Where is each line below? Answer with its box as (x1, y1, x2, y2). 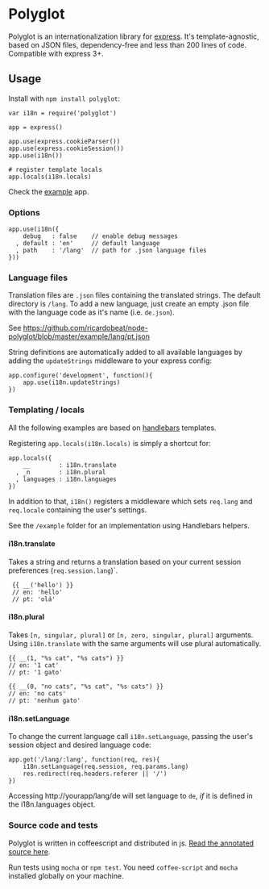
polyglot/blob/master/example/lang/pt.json (8, 332, 151, 341)
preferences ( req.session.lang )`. (8, 566, 118, 575)
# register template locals (8, 165, 103, 173)
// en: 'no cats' (8, 690, 67, 698)
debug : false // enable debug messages (23, 232, 179, 240)
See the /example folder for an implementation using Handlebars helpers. (8, 520, 250, 530)
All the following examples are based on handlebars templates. (8, 423, 217, 432)
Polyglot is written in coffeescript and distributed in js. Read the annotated (8, 838, 255, 848)
